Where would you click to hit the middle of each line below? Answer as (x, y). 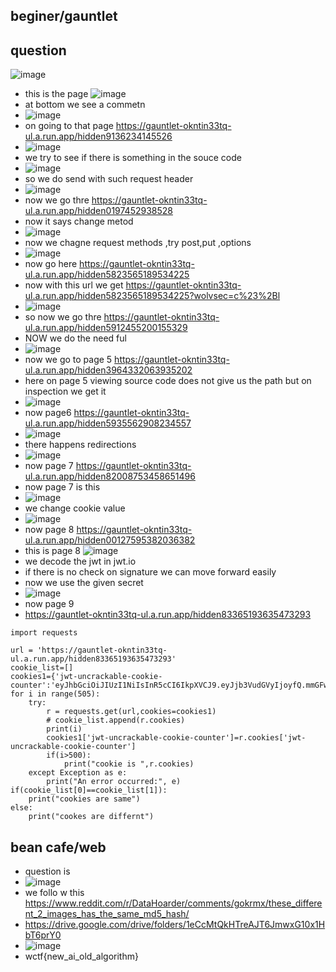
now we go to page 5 (68, 360)
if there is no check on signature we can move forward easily (150, 572)
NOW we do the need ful (75, 338)
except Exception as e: (78, 773)
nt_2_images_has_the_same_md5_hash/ (107, 914)
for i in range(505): (55, 694)
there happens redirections (80, 445)
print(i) (64, 729)
